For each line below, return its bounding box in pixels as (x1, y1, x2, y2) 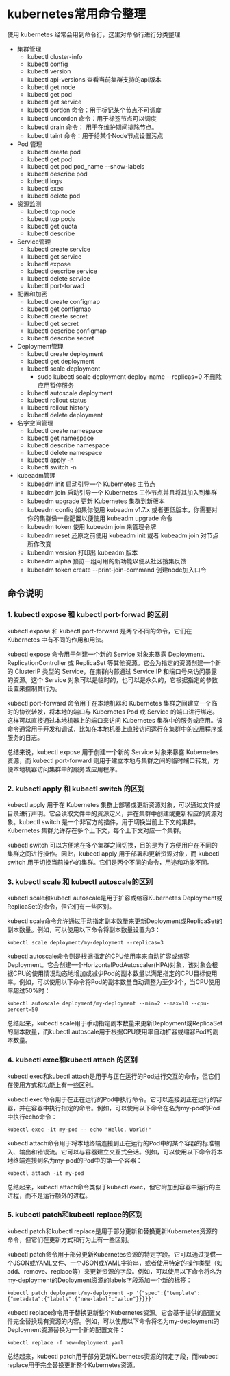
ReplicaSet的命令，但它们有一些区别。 (7, 902, 116, 911)
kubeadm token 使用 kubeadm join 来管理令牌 (27, 522, 157, 530)
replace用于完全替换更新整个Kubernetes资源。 (7, 1360, 139, 1369)
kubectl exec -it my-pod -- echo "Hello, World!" (7, 1126, 152, 1133)
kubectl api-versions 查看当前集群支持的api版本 (27, 75, 162, 83)
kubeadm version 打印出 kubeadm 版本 (27, 548, 138, 557)
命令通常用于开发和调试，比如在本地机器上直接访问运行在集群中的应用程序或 (7, 725, 223, 733)
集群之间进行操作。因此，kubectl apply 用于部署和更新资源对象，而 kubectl (7, 849, 220, 858)
